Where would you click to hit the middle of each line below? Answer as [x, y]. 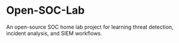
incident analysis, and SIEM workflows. [54, 33]
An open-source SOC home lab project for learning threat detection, [90, 27]
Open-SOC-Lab [45, 10]
